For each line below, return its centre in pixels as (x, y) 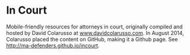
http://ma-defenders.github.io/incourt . (53, 46)
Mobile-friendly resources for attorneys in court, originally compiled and (94, 27)
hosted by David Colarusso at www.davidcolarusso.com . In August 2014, (95, 33)
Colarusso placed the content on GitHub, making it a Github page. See (92, 39)
